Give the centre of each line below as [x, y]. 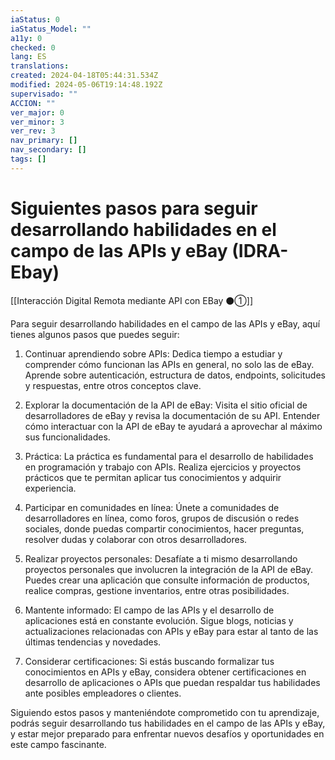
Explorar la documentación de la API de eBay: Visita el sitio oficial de [166, 405]
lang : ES [28, 57]
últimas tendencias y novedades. [93, 642]
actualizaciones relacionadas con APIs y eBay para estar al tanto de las [171, 631]
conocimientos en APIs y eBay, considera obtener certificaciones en [165, 672]
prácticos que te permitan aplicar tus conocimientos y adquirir [153, 477]
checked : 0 [33, 47]
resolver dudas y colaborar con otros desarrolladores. [136, 539]
